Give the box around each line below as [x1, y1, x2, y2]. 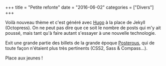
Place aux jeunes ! [5, 55, 43, 61]
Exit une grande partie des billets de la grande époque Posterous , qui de [5, 40, 154, 46]
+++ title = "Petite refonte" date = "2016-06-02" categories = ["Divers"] [5, 5, 154, 10]
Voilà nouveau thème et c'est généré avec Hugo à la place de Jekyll [5, 20, 145, 25]
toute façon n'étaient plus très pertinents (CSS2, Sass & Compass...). [5, 45, 148, 51]
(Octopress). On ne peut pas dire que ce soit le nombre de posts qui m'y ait [5, 25, 161, 31]
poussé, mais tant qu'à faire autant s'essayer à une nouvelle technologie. [5, 30, 156, 36]
